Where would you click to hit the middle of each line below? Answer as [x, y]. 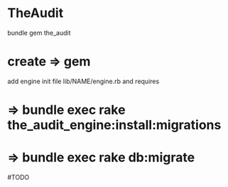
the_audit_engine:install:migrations [114, 125]
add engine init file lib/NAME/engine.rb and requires [83, 81]
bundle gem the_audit [39, 33]
